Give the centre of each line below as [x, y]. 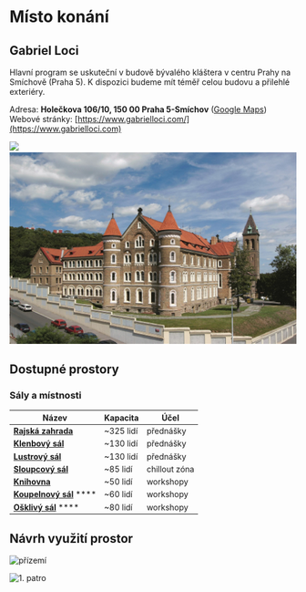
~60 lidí [118, 494]
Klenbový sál [39, 443]
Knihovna [32, 482]
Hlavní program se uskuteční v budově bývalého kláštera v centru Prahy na [150, 72]
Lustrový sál [37, 456]
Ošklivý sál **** [46, 507]
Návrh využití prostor [71, 539]
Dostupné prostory [65, 370]
